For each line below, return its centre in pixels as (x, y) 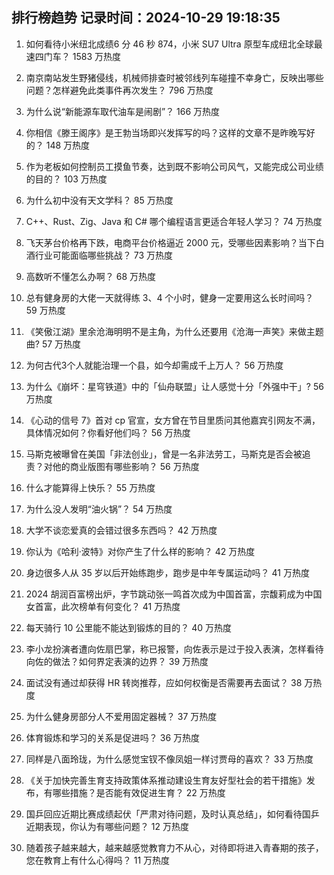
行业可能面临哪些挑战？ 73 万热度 (104, 255)
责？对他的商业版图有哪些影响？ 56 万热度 (112, 466)
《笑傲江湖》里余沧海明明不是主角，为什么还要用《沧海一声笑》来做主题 (174, 331)
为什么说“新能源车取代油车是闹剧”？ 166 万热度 (123, 111)
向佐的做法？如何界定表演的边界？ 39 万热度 (117, 661)
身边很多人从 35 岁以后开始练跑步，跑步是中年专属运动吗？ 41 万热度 (167, 572)
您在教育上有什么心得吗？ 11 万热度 (98, 860)
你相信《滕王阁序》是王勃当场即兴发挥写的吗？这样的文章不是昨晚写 (166, 132)
